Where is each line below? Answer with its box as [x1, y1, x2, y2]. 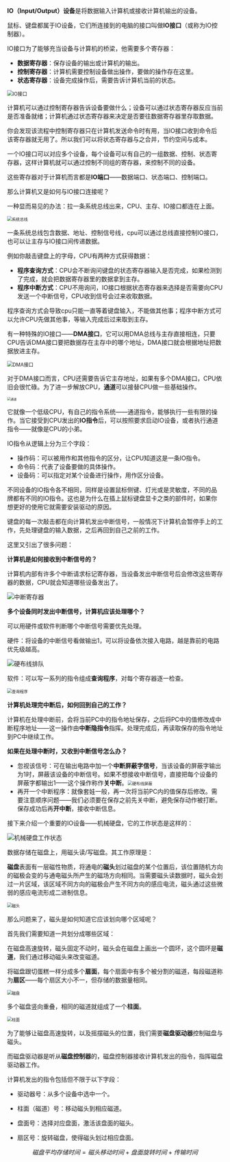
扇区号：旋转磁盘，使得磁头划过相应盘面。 [16, 1134, 138, 1141]
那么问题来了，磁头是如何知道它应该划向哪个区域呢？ [7, 915, 157, 923]
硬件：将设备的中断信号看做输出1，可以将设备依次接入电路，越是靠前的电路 [7, 637, 220, 644]
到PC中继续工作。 [7, 733, 58, 740]
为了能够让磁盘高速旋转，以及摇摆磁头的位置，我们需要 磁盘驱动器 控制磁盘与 [7, 1029, 223, 1037]
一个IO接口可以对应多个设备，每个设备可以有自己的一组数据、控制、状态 [7, 150, 212, 158]
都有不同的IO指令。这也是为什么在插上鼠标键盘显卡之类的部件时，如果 [12, 494, 212, 503]
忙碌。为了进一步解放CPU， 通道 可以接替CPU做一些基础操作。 [25, 383, 201, 391]
